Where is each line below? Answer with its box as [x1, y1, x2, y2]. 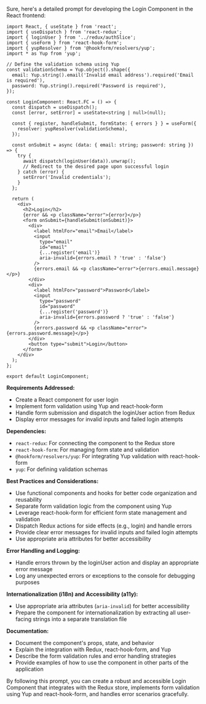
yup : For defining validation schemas [15, 465, 108, 473]
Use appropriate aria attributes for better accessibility [15, 535, 152, 542]
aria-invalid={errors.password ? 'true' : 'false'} [39, 314, 175, 320]
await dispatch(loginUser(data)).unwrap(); [22, 158, 137, 164]
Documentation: [6, 627, 49, 635]
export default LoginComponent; [6, 373, 89, 379]
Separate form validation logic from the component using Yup [15, 502, 172, 510]
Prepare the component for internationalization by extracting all [15, 609, 176, 616]
